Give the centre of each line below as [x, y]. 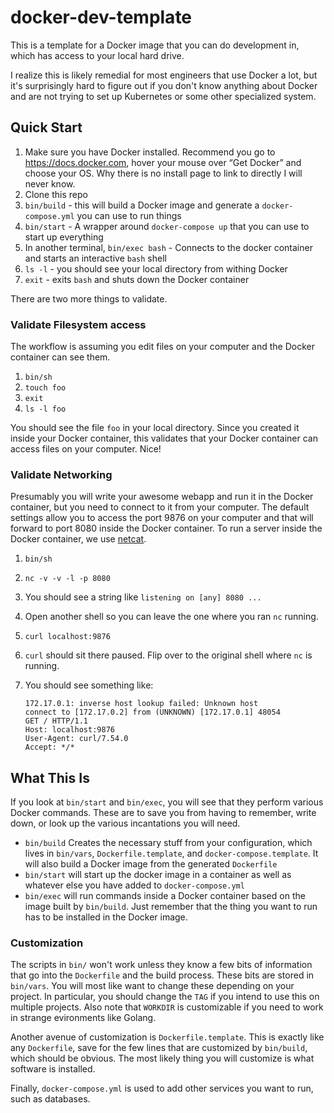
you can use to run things [129, 215]
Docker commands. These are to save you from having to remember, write [163, 813]
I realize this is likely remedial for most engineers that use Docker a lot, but [164, 75]
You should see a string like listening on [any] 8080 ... [143, 597]
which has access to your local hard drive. [97, 55]
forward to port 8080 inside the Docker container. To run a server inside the [166, 528]
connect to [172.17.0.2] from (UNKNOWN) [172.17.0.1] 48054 [152, 712]
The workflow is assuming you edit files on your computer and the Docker [162, 347]
